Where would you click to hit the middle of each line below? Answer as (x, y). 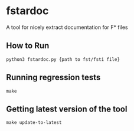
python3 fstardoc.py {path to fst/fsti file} (63, 59)
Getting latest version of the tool (67, 109)
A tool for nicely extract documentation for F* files (67, 27)
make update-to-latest (34, 123)
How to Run (28, 46)
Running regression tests (53, 78)
